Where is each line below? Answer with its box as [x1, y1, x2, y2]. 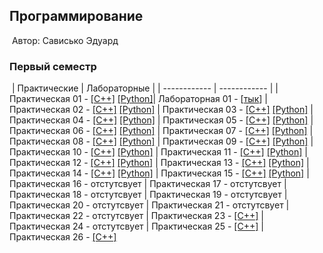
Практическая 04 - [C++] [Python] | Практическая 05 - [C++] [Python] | [9, 114, 314, 126]
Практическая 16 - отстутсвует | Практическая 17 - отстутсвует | [9, 178, 287, 190]
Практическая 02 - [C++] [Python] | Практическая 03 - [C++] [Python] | [9, 104, 314, 116]
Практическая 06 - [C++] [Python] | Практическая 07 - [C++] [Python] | [9, 125, 314, 137]
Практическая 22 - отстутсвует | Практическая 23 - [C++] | [9, 210, 264, 222]
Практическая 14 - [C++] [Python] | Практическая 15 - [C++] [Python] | [9, 167, 310, 179]
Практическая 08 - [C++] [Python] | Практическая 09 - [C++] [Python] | [9, 135, 314, 148]
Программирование [9, 8, 144, 25]
